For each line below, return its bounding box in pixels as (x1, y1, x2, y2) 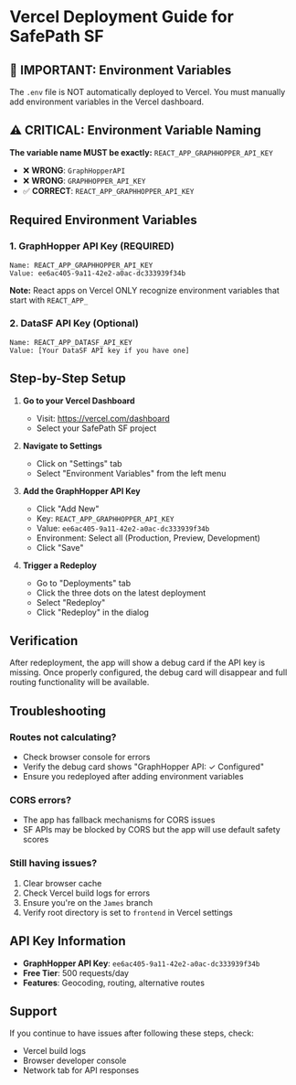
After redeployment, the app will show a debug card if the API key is (9, 657, 266, 669)
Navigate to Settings (22, 440, 102, 451)
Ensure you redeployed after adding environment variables (22, 771, 244, 782)
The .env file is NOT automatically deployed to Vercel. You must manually (9, 87, 286, 97)
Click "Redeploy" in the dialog (36, 607, 149, 618)
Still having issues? (9, 857, 98, 870)
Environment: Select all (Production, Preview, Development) (36, 532, 260, 543)
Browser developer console (22, 1055, 127, 1067)
